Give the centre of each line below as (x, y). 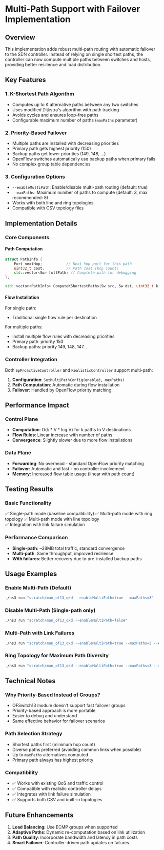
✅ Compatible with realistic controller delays (57, 789)
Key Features (26, 80)
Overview (20, 37)
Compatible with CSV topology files (48, 208)
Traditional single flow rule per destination (54, 318)
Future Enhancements (40, 815)
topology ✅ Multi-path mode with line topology (52, 519)
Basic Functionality (28, 503)
